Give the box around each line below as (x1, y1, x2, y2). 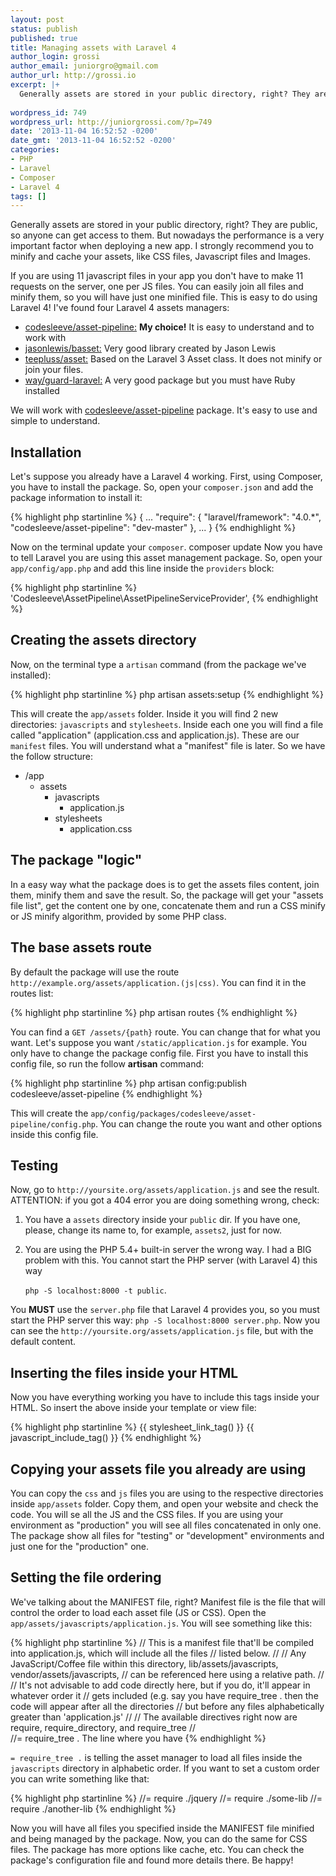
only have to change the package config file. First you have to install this (10, 1047, 309, 1059)
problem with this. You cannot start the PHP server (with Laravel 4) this (24, 1254, 318, 1266)
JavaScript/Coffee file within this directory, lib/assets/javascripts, (10, 1657, 279, 1670)
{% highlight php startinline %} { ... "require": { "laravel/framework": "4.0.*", (10, 511, 322, 523)
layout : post (10, 14, 65, 25)
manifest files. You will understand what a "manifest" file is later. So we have (10, 739, 326, 751)
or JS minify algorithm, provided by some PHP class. (10, 910, 227, 922)
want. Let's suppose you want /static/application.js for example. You (10, 1036, 307, 1048)
